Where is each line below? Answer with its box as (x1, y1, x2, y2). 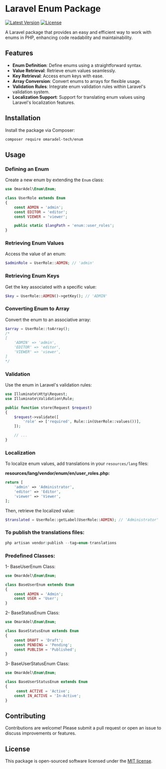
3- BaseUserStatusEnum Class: (5, 661, 70, 667)
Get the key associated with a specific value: (5, 284, 97, 290)
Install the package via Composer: (5, 127, 76, 133)
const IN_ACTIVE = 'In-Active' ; (14, 693, 81, 698)
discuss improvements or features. (5, 730, 76, 737)
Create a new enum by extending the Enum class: (5, 177, 104, 183)
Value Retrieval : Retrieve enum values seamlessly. (12, 67, 116, 73)
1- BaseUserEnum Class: (5, 563, 56, 569)
